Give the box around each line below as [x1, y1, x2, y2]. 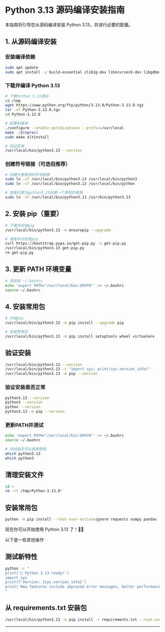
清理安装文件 [5, 471, 44, 479]
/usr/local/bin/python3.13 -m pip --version [5, 371, 98, 376]
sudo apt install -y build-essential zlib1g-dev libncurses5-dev [5, 69, 141, 74]
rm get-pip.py [5, 250, 34, 255]
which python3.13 [5, 451, 41, 456]
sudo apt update [5, 65, 38, 70]
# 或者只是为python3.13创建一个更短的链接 [5, 190, 83, 195]
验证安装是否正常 [5, 384, 46, 391]
